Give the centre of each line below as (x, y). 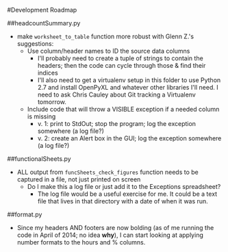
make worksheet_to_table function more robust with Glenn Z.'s (105, 36)
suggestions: (35, 43)
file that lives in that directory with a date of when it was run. (123, 201)
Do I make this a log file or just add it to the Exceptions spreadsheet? (124, 187)
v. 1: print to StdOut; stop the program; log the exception (117, 124)
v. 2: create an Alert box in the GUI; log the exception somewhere (129, 138)
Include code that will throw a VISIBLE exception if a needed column (123, 109)
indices (48, 73)
